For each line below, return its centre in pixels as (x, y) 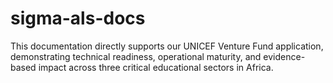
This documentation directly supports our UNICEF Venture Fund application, (167, 46)
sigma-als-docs (78, 18)
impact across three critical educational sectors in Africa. (156, 67)
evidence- (284, 56)
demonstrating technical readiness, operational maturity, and (136, 56)
